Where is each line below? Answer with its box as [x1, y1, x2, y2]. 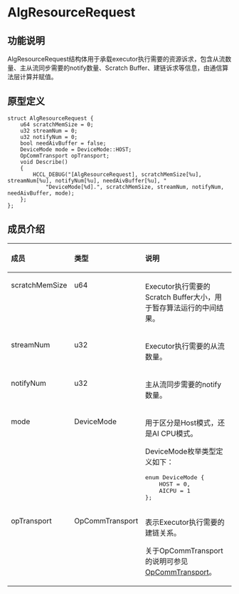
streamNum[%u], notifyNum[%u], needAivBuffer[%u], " [7, 177, 167, 184]
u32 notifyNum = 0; [20, 133, 78, 140]
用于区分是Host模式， [144, 418, 218, 428]
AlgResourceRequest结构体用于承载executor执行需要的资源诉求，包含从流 [7, 55, 225, 63]
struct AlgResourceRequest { [7, 115, 94, 122]
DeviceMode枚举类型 [144, 446, 216, 456]
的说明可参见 [144, 556, 188, 566]
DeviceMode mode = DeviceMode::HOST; [20, 145, 132, 153]
